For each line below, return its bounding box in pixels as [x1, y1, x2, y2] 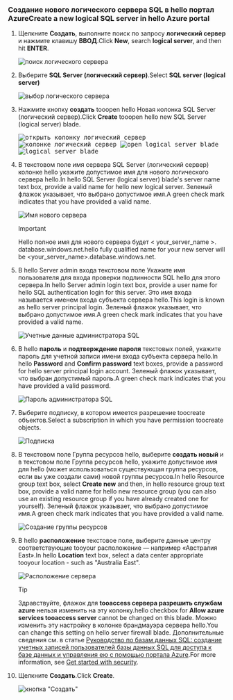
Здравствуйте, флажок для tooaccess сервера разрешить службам [17, 599, 223, 608]
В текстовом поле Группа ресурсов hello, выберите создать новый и [17, 450, 224, 459]
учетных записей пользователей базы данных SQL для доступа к [17, 643, 212, 651]
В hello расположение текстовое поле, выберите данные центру [17, 537, 211, 545]
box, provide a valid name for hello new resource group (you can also [17, 487, 217, 496]
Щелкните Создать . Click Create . [17, 671, 115, 680]
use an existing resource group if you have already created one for [17, 495, 209, 503]
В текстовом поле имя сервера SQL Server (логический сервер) [17, 161, 209, 169]
